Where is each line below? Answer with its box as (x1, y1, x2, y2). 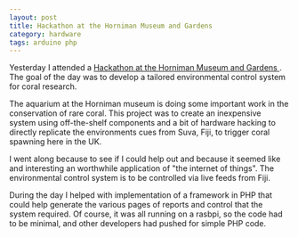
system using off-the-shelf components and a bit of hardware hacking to (9, 118, 276, 128)
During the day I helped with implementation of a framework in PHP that (9, 190, 273, 200)
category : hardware (9, 29, 82, 38)
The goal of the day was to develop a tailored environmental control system (9, 72, 286, 83)
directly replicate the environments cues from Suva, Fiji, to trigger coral (9, 127, 270, 138)
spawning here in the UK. (9, 136, 102, 147)
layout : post (9, 12, 58, 22)
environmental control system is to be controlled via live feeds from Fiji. (9, 173, 271, 184)
